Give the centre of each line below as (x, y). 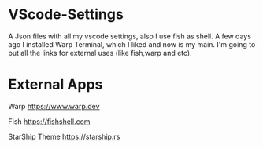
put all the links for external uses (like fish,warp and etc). (100, 53)
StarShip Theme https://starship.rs (64, 136)
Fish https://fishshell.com (49, 121)
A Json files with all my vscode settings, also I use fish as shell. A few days (130, 36)
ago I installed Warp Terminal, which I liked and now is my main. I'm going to (132, 44)
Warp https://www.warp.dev (54, 106)
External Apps (56, 85)
